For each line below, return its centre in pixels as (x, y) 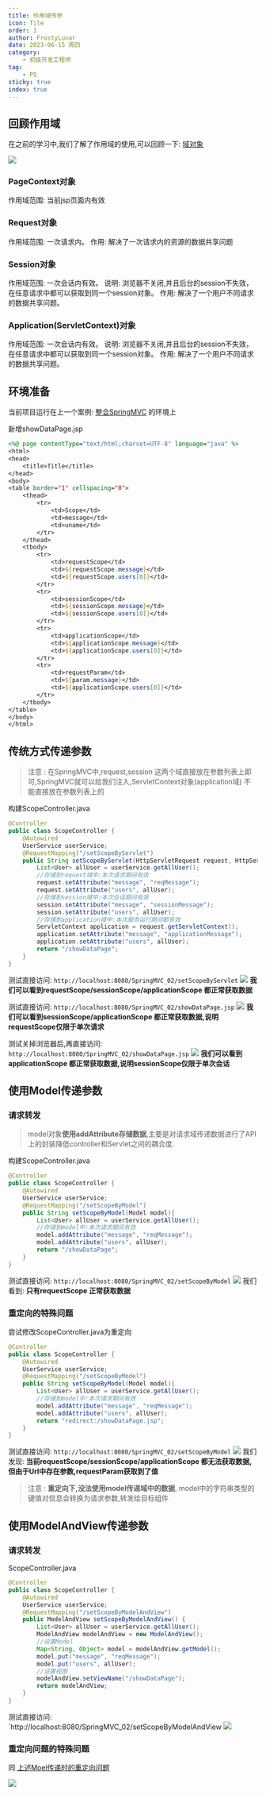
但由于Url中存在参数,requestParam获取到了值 (83, 1471)
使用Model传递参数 (55, 1091)
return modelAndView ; (72, 1686)
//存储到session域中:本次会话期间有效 (93, 897)
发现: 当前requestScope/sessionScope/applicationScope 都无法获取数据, (130, 1462)
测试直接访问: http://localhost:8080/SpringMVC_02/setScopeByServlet (123, 980)
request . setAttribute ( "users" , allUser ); (106, 890)
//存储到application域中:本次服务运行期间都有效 (108, 919)
